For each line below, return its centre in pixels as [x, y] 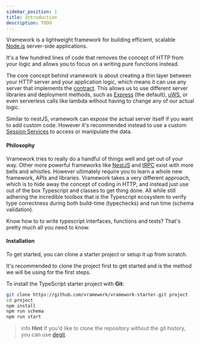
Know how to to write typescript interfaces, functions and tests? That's [93, 221]
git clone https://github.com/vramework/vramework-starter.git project [97, 294]
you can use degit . [44, 334]
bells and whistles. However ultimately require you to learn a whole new [94, 171]
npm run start [24, 317]
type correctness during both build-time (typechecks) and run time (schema [100, 203]
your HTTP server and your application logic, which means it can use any [96, 82]
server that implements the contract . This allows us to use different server [97, 88]
